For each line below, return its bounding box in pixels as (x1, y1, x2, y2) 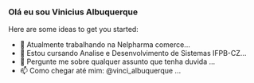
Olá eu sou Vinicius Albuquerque (8, 6, 138, 18)
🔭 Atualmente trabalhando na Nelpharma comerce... (19, 40, 191, 49)
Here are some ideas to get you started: (8, 25, 139, 34)
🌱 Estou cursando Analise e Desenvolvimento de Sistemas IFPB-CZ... (19, 49, 247, 58)
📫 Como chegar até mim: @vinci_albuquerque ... (19, 66, 182, 76)
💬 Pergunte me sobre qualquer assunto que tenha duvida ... (19, 57, 216, 66)
